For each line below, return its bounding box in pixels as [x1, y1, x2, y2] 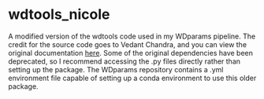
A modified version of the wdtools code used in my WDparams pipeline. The [8, 31, 256, 41]
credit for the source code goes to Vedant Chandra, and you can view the [8, 39, 247, 49]
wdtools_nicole [8, 5, 110, 24]
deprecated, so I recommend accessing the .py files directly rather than [8, 57, 241, 66]
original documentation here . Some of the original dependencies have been [8, 48, 254, 57]
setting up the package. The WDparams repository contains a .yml [8, 64, 224, 74]
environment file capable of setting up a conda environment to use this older [8, 73, 257, 82]
